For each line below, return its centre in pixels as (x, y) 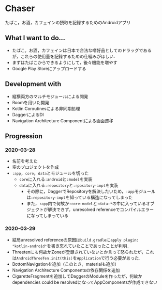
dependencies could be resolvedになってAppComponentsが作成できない (85, 282)
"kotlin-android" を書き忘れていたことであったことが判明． (72, 246)
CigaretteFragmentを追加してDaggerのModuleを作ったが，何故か (77, 276)
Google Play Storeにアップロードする (49, 68)
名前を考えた (25, 161)
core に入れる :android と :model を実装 (56, 179)
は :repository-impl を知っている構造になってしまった (80, 197)
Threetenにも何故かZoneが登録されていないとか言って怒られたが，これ (83, 252)
